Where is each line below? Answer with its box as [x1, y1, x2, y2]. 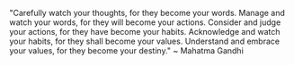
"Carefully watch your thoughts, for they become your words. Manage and [9, 8, 286, 18]
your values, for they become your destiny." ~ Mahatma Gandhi [9, 45, 245, 56]
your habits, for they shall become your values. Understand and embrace [9, 36, 281, 46]
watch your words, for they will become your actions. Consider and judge [9, 17, 281, 28]
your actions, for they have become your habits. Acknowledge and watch [9, 27, 281, 37]
